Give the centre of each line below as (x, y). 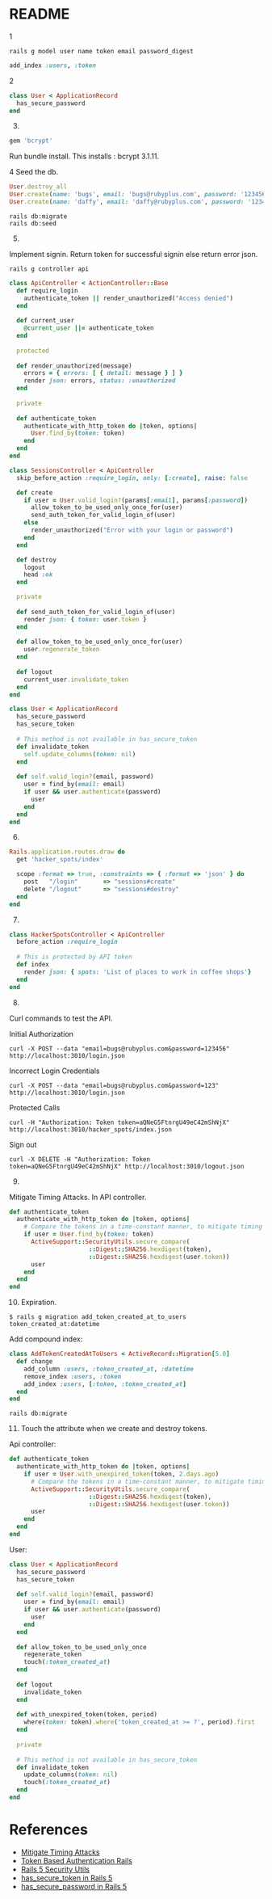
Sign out (23, 1144)
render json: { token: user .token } (86, 619)
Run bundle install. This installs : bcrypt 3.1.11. (84, 156)
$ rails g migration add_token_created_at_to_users (98, 1317)
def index (33, 965)
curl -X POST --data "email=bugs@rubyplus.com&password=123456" (119, 1048)
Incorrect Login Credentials (54, 1071)
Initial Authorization (41, 1034)
